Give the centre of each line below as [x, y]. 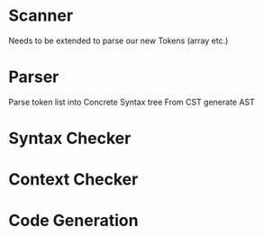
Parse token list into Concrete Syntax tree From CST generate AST [132, 102]
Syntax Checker [70, 138]
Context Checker [73, 180]
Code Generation [73, 221]
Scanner [41, 16]
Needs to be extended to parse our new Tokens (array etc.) [118, 41]
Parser [34, 77]
